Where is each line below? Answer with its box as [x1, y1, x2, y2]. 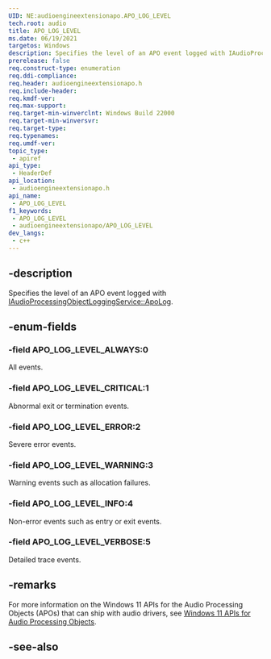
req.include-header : [8, 86, 78, 95]
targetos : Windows [8, 42, 70, 50]
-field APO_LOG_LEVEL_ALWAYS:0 [8, 344, 149, 355]
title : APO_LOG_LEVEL [8, 27, 81, 35]
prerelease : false [8, 57, 70, 65]
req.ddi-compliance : [8, 72, 78, 80]
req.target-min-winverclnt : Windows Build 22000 [8, 110, 175, 118]
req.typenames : [8, 131, 60, 140]
